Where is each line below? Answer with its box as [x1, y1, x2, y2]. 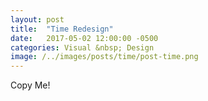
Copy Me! [10, 79, 51, 91]
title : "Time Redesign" [10, 24, 114, 34]
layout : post [10, 14, 65, 25]
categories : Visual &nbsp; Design [10, 42, 155, 53]
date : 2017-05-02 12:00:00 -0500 [10, 33, 159, 43]
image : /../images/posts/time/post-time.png [10, 52, 199, 62]
